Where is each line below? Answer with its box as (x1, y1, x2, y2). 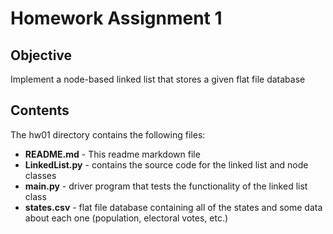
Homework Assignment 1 (10, 7, 223, 30)
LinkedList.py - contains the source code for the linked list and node (24, 158, 309, 171)
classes (24, 169, 57, 181)
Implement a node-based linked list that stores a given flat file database (10, 73, 306, 85)
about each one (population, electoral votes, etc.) (24, 212, 229, 224)
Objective (10, 47, 73, 64)
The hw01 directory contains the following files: (10, 128, 206, 141)
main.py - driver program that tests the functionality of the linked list (24, 180, 308, 192)
